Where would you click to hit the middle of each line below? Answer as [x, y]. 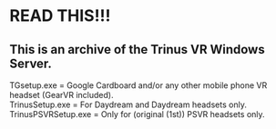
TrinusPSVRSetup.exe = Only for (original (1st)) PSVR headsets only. [138, 114]
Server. [31, 63]
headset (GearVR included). [61, 95]
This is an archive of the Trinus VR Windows [138, 50]
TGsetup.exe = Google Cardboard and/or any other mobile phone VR [138, 85]
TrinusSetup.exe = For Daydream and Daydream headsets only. [128, 104]
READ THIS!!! [60, 16]
